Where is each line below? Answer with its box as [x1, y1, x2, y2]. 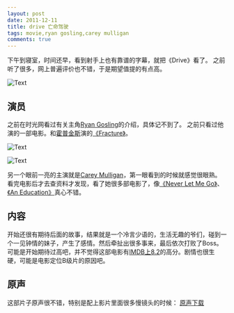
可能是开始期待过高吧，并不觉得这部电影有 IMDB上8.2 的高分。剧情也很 [7, 248, 209, 256]
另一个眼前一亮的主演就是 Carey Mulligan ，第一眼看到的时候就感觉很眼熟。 [7, 170, 221, 179]
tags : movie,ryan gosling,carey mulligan [7, 29, 130, 37]
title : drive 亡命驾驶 [7, 23, 69, 30]
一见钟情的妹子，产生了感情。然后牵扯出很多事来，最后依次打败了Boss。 [13, 239, 223, 247]
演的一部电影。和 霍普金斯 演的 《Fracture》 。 [7, 129, 132, 137]
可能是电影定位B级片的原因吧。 [19, 256, 109, 264]
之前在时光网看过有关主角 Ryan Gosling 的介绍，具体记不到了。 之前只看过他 [7, 120, 224, 129]
